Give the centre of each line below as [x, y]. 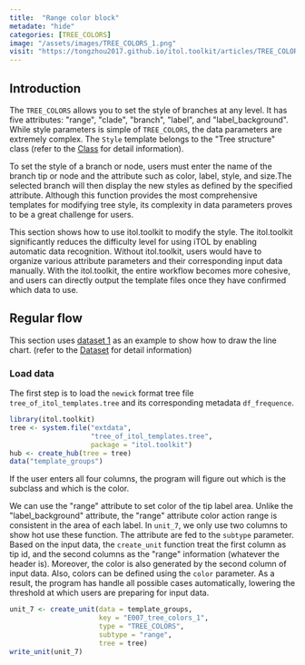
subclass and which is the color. [69, 489]
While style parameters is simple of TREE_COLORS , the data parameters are [146, 129]
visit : [22, 52]
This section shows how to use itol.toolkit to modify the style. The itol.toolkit [151, 231]
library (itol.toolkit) [52, 420]
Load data [32, 373]
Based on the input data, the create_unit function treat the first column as [148, 544]
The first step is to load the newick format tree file [102, 393]
